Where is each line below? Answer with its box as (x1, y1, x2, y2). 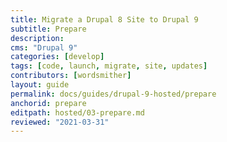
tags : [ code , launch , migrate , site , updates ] (10, 61, 208, 71)
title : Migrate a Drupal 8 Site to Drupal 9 (10, 14, 199, 25)
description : (10, 33, 65, 43)
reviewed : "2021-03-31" (10, 117, 110, 127)
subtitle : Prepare (10, 24, 87, 34)
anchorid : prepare (10, 98, 87, 108)
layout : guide (10, 80, 70, 90)
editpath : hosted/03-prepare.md (10, 107, 145, 118)
